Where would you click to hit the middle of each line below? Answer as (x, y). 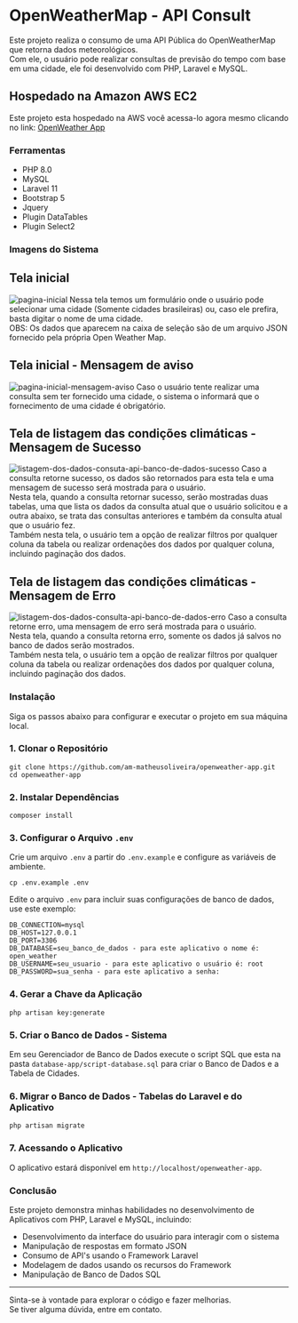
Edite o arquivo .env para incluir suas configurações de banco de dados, (142, 900)
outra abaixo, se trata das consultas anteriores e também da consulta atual (145, 516)
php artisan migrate (47, 1126)
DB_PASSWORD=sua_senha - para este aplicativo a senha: (114, 972)
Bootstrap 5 (43, 198)
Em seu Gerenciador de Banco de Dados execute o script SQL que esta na (145, 1054)
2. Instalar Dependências (64, 797)
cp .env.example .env (49, 883)
